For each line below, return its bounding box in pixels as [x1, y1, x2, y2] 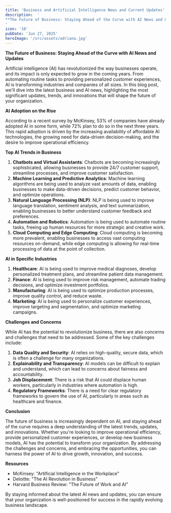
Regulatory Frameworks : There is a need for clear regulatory [12, 387, 141, 394]
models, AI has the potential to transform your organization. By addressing [5, 439, 161, 446]
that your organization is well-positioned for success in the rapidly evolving [5, 496, 163, 503]
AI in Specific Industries [5, 256, 57, 262]
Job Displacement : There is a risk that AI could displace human [12, 376, 147, 383]
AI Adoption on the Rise [5, 108, 56, 114]
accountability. [12, 371, 44, 377]
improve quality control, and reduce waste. [12, 292, 103, 299]
